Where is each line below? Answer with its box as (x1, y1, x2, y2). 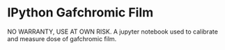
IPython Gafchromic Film (7, 5, 154, 21)
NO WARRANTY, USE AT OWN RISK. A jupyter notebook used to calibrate (7, 27, 218, 36)
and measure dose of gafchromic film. (7, 34, 117, 42)
